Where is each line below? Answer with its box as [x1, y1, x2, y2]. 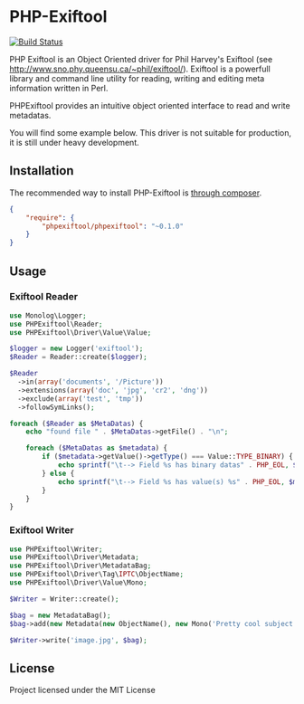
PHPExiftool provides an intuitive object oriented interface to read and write [9, 100, 291, 110]
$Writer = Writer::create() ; [9, 595, 119, 604]
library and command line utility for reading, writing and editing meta [9, 72, 265, 83]
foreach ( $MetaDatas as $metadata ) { [25, 443, 168, 453]
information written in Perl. [9, 82, 109, 93]
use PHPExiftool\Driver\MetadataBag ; [9, 561, 152, 571]
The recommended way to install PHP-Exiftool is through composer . [9, 187, 262, 198]
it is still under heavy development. [9, 137, 139, 147]
